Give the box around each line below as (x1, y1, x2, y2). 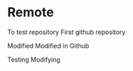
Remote (7, 4, 55, 21)
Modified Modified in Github (7, 41, 90, 50)
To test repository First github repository (7, 28, 126, 36)
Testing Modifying (7, 55, 60, 64)
